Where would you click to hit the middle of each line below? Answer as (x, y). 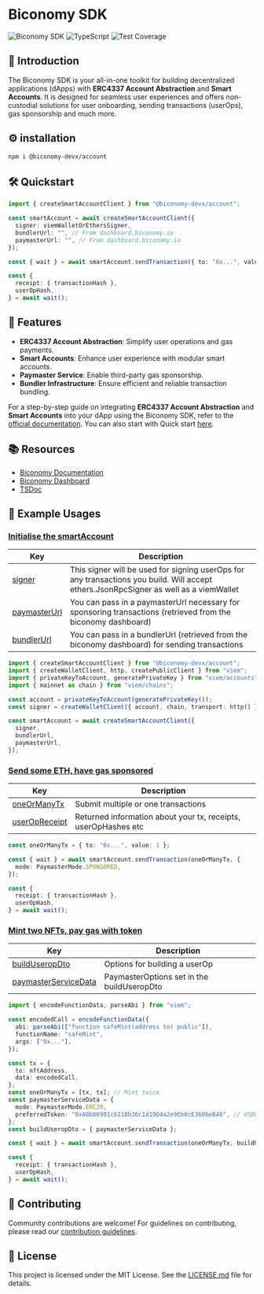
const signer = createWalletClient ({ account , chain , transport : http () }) (135, 706)
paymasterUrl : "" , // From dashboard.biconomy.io (98, 240)
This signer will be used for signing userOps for (157, 570)
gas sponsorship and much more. (62, 113)
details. (20, 1283)
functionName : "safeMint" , (59, 1034)
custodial (23, 105)
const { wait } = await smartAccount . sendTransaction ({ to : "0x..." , (125, 261)
